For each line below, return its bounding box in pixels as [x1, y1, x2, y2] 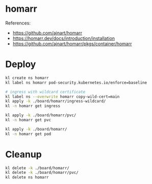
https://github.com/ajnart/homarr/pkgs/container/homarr [12, 40, 132, 46]
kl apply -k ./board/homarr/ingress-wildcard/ [5, 99, 106, 104]
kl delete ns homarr [5, 175, 49, 180]
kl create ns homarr [5, 75, 49, 81]
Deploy [5, 59, 36, 70]
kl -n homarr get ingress [5, 103, 60, 109]
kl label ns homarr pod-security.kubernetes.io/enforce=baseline [5, 80, 147, 85]
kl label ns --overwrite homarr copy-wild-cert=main [5, 94, 120, 99]
